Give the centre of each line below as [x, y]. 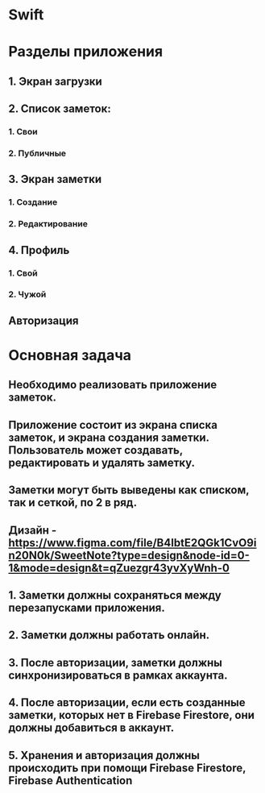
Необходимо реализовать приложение [113, 385]
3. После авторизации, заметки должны [116, 662]
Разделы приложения [86, 52]
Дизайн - [33, 530]
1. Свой [23, 273]
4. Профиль [39, 250]
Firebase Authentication [70, 781]
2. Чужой [27, 294]
